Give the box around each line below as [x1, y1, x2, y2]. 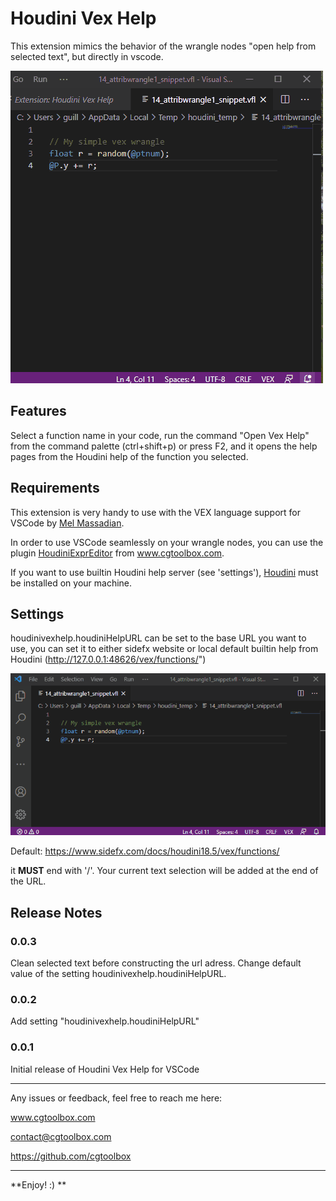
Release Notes [10, 904, 103, 921]
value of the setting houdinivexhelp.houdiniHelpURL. [10, 968, 227, 980]
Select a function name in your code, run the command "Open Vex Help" [10, 429, 310, 441]
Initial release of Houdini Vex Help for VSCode [10, 1063, 200, 1075]
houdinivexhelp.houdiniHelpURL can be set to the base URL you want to [10, 632, 307, 644]
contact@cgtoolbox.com [10, 1130, 112, 1142]
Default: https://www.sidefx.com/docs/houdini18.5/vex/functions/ [10, 845, 280, 857]
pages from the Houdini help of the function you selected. [10, 450, 249, 462]
